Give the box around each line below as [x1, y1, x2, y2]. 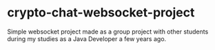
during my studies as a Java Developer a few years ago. [7, 34, 167, 42]
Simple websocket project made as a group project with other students [7, 27, 209, 36]
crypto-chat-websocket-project [7, 5, 195, 21]
